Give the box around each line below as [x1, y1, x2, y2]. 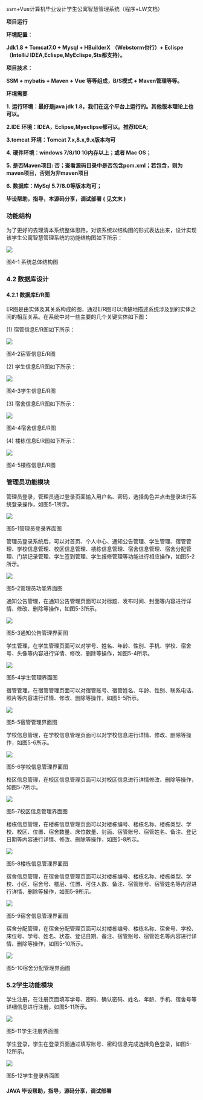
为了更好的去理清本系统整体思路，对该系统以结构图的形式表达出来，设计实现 [6, 226, 197, 234]
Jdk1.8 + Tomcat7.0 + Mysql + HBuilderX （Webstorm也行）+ [6, 44, 164, 51]
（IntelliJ [6, 51, 29, 59]
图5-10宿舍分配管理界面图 [6, 964, 71, 971]
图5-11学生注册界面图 [6, 1027, 59, 1035]
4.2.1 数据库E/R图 [6, 291, 50, 298]
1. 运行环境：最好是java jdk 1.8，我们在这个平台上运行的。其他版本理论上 [6, 103, 188, 110]
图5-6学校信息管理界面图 [6, 763, 68, 770]
